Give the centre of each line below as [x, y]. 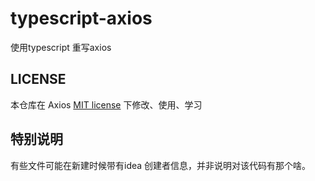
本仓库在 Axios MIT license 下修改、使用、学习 [106, 104]
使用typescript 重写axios [61, 47]
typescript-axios [81, 18]
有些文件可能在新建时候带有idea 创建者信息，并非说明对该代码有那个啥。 [161, 165]
